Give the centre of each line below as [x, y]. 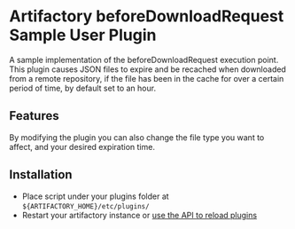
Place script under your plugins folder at [96, 196]
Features [34, 116]
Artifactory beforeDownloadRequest [147, 16]
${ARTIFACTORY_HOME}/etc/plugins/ [85, 206]
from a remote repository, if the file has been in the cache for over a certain [147, 78]
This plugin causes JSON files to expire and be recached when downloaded [147, 69]
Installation [41, 175]
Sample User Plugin [83, 35]
